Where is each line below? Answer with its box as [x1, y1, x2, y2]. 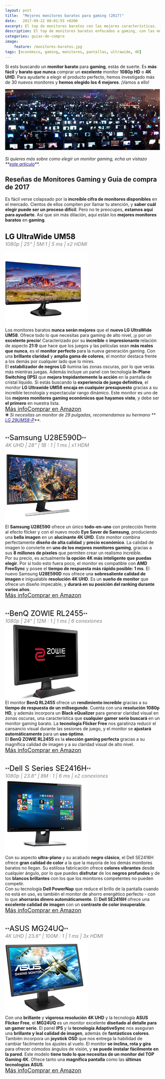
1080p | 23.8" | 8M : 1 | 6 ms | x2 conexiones [5, 772, 109, 779]
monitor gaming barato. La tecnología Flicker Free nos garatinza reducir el [5, 720, 156, 726]
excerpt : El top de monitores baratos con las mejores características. [5, 24, 157, 29]
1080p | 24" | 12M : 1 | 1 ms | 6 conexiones [5, 617, 103, 624]
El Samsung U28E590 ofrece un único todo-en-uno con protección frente [5, 524, 157, 530]
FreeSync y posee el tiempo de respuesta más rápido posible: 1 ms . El [5, 566, 150, 571]
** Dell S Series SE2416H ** [5, 763, 91, 773]
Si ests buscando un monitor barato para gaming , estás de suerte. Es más [5, 63, 157, 69]
